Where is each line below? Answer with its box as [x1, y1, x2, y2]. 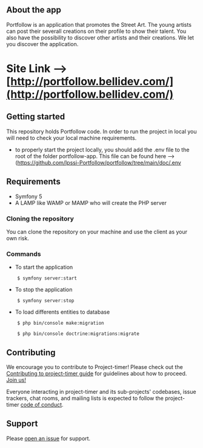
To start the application [15, 264, 73, 271]
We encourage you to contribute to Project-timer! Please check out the [6, 364, 183, 371]
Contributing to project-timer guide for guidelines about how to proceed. [6, 370, 187, 377]
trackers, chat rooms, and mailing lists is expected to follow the [6, 395, 164, 402]
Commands [6, 249, 41, 258]
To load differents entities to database [15, 308, 110, 315]
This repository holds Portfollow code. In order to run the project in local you [6, 128, 197, 135]
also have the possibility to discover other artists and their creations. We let [6, 33, 195, 41]
